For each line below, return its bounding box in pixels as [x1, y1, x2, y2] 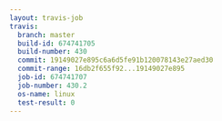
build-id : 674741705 [17, 38, 96, 48]
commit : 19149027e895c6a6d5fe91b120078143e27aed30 [17, 55, 214, 65]
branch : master [17, 30, 76, 39]
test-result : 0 [17, 97, 76, 107]
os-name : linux [17, 89, 76, 98]
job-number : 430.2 [17, 81, 88, 90]
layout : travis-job [9, 13, 84, 23]
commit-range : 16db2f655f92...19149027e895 [17, 65, 185, 74]
